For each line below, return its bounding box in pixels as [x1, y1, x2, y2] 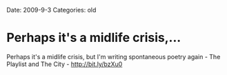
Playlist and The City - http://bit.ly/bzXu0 [6, 60, 123, 68]
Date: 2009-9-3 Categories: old [6, 6, 97, 14]
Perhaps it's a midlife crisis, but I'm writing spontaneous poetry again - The [6, 52, 221, 61]
